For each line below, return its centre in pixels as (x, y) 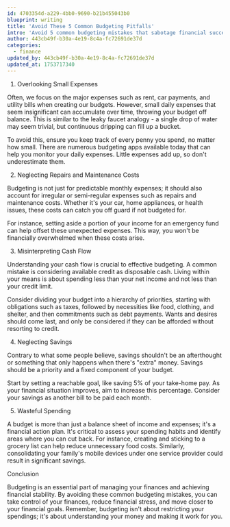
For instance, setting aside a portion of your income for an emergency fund (113, 223)
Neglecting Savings (44, 342)
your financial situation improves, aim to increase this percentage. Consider (114, 390)
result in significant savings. (47, 461)
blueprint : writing (35, 20)
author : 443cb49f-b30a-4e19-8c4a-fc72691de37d (75, 39)
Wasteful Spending (44, 410)
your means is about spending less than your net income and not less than (112, 279)
